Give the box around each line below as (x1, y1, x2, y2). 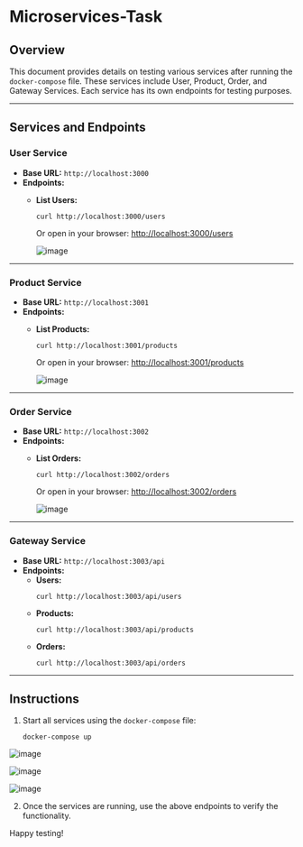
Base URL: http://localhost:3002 (22, 426, 149, 437)
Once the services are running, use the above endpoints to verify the (22, 801, 279, 812)
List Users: (35, 194, 78, 205)
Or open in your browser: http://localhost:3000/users (35, 227, 234, 238)
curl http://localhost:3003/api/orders (35, 658, 187, 667)
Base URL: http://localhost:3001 (22, 296, 149, 308)
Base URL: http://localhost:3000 (22, 167, 149, 178)
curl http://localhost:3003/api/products (35, 625, 194, 634)
